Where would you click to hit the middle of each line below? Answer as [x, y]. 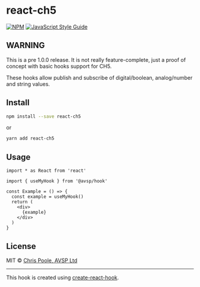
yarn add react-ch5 [30, 138]
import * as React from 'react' [46, 171]
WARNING [26, 45]
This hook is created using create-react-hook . [62, 277]
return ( [22, 202]
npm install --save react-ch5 [44, 116]
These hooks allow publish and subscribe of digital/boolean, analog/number [99, 77]
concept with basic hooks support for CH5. [59, 66]
